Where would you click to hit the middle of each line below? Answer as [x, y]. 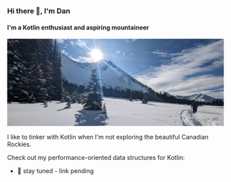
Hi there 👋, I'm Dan [39, 11]
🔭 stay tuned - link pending [55, 170]
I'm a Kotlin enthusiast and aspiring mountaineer [78, 27]
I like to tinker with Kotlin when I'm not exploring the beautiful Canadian [108, 137]
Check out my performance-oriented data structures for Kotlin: [96, 157]
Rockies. [19, 144]
